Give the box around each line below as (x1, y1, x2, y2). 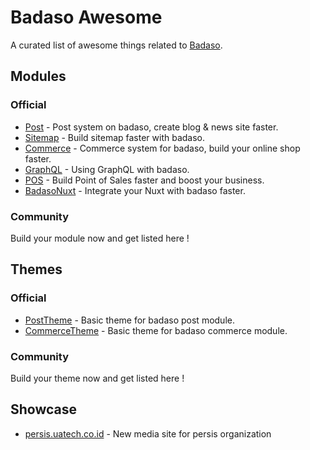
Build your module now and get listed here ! (10, 232, 190, 244)
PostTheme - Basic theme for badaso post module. (24, 314, 235, 326)
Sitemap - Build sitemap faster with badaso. (24, 131, 206, 143)
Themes (10, 261, 63, 278)
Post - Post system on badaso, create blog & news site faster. (24, 121, 279, 133)
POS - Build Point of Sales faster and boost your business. (24, 174, 265, 186)
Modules (10, 68, 67, 85)
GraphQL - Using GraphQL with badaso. (24, 163, 190, 175)
